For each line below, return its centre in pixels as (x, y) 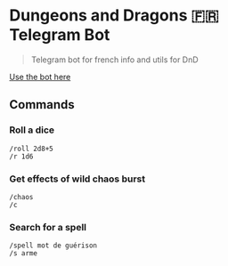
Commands (42, 105)
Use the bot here (40, 77)
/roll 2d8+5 (31, 149)
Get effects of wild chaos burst (77, 179)
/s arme (24, 254)
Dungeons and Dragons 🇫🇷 (114, 16)
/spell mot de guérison (53, 246)
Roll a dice (32, 130)
